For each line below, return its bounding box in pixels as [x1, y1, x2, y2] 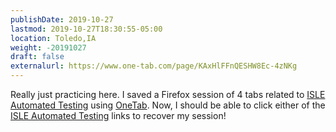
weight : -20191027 [10, 42, 87, 53]
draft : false [10, 52, 65, 62]
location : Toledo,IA [10, 33, 97, 43]
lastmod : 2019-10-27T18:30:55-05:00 [10, 24, 163, 34]
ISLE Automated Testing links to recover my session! [10, 110, 227, 121]
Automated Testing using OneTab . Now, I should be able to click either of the [10, 99, 326, 111]
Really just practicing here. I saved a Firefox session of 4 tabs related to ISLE [10, 89, 326, 100]
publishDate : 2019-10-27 [10, 14, 114, 25]
